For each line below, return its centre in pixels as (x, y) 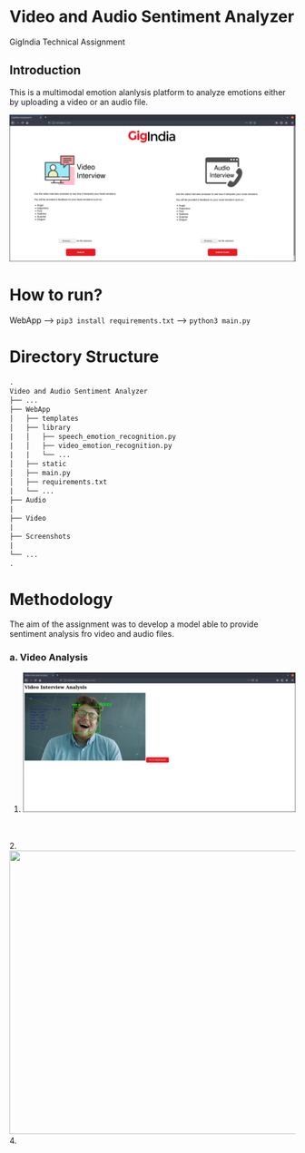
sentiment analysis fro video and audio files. (92, 634)
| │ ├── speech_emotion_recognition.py (93, 436)
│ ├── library (40, 427)
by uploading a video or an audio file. (79, 102)
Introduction (45, 70)
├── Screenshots (40, 536)
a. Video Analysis (49, 658)
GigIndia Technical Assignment (67, 42)
